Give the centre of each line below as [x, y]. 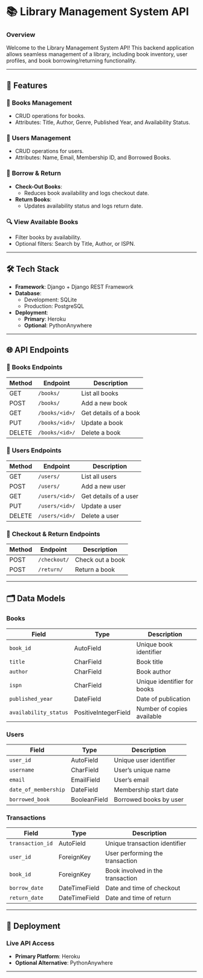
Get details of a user [110, 496]
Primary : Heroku [45, 319]
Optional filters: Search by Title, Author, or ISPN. [75, 244]
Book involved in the [134, 871]
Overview [21, 35]
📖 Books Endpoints [34, 367]
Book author [154, 671]
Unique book [155, 644]
